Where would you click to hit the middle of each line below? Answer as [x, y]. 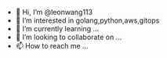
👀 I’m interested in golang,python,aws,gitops [87, 20]
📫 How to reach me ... [52, 46]
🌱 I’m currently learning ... [57, 29]
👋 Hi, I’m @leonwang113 [54, 12]
